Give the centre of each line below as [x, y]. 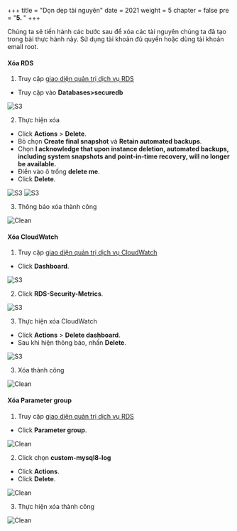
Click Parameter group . [52, 430]
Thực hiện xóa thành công [56, 506]
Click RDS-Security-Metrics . [60, 294]
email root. [23, 47]
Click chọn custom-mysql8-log [64, 457]
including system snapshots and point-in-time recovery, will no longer [123, 156]
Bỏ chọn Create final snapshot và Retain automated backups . [110, 141]
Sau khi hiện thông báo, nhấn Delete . [72, 343]
